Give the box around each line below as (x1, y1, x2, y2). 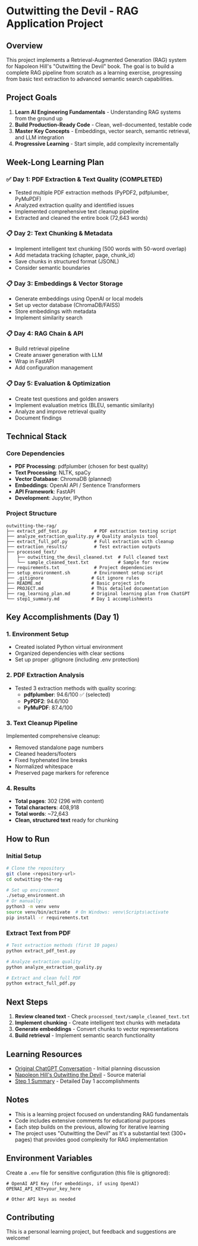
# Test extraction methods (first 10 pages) (6, 943, 118, 949)
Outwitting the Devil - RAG (6, 4, 139, 18)
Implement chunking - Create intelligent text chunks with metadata (14, 1019, 180, 1026)
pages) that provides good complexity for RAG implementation (14, 1136, 168, 1143)
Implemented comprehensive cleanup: (6, 732, 100, 739)
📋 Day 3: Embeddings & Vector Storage (6, 279, 123, 287)
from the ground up (14, 114, 63, 122)
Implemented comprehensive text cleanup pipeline (14, 207, 139, 215)
